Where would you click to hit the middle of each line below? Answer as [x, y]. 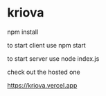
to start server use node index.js [53, 58]
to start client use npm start [47, 45]
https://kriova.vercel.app [42, 85]
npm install [23, 32]
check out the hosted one [44, 72]
